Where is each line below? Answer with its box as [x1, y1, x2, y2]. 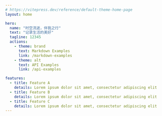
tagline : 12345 [9, 35, 41, 40]
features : [5, 76, 26, 81]
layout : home [5, 12, 32, 17]
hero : [5, 21, 16, 26]
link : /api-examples [18, 67, 61, 72]
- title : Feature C [9, 99, 50, 104]
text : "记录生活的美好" [9, 30, 54, 35]
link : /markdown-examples [18, 53, 72, 58]
